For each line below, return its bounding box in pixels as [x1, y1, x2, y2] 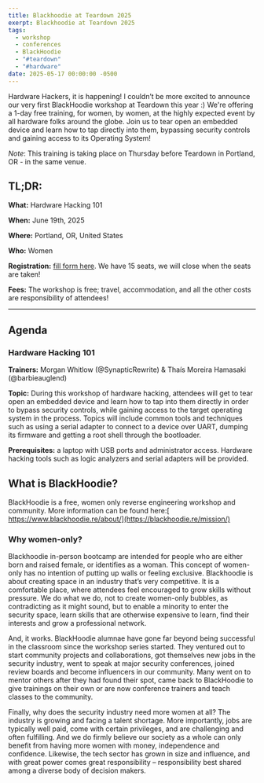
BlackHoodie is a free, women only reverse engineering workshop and [8, 497, 236, 507]
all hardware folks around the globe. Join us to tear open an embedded [8, 116, 238, 126]
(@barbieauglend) [8, 373, 68, 383]
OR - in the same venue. [8, 156, 86, 166]
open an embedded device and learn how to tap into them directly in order [8, 397, 249, 406]
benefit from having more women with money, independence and [8, 741, 220, 751]
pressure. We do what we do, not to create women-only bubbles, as [8, 594, 228, 603]
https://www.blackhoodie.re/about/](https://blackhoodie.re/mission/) [8, 514, 230, 524]
